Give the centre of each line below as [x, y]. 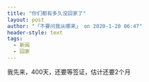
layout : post [26, 20]
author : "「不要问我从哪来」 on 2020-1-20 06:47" [75, 26]
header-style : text [35, 32]
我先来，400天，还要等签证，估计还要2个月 [69, 72]
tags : [15, 39]
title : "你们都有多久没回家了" [47, 13]
